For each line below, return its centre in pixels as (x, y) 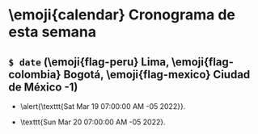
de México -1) (43, 87)
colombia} (35, 74)
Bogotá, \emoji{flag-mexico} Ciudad (157, 74)
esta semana (53, 32)
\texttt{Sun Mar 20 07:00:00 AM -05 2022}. (93, 122)
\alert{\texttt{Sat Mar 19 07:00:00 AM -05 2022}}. (103, 106)
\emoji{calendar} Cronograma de (122, 15)
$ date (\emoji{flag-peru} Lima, (89, 62)
